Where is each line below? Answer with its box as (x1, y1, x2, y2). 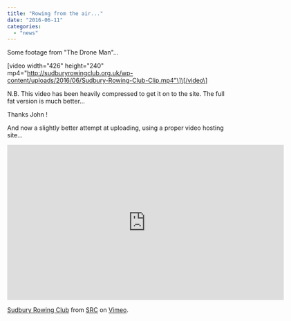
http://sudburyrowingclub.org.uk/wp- (26, 69, 133, 77)
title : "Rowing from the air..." (7, 10, 104, 17)
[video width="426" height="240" (7, 61, 104, 70)
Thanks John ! (7, 110, 48, 119)
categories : (7, 23, 41, 30)
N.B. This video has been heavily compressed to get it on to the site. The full (7, 90, 225, 98)
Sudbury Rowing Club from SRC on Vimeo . (7, 306, 129, 314)
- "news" (13, 29, 39, 37)
